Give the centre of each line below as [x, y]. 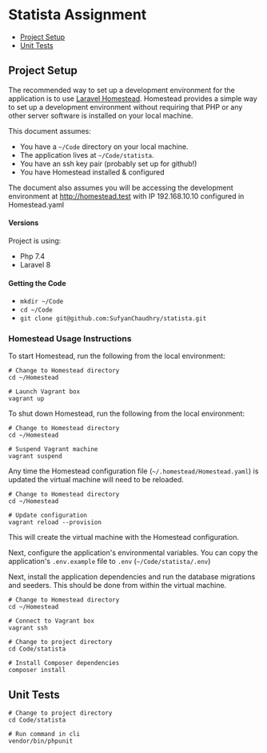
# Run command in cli [44, 735]
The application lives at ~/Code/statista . [87, 155]
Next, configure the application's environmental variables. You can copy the [133, 553]
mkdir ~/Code [42, 302]
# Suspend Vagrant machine [53, 449]
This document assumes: [50, 131]
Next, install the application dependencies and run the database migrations [132, 577]
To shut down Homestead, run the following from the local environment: [127, 413]
